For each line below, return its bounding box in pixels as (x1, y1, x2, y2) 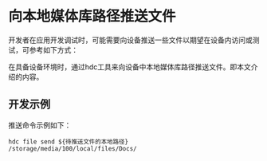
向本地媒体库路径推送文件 (8, 7, 177, 26)
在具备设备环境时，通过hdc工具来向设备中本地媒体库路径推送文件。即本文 (8, 61, 251, 72)
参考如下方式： (29, 45, 78, 54)
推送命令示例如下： (8, 120, 72, 130)
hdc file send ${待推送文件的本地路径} (8, 137, 129, 146)
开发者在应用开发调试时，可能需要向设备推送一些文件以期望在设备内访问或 (8, 35, 253, 45)
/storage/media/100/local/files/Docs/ (8, 144, 137, 152)
